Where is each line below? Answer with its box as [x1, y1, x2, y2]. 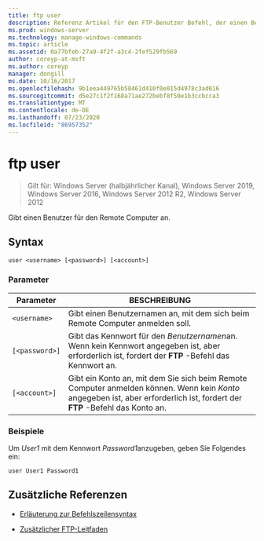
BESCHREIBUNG [129, 294, 191, 305]
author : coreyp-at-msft [8, 56, 86, 64]
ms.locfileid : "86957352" [8, 121, 93, 129]
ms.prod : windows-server [8, 26, 90, 34]
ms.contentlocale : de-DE [8, 107, 90, 115]
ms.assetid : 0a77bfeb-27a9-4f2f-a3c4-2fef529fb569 [8, 48, 178, 56]
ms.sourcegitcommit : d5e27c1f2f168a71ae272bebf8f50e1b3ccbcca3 [8, 92, 220, 100]
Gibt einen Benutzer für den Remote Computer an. [8, 213, 170, 222]
